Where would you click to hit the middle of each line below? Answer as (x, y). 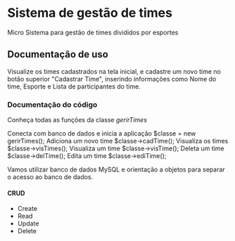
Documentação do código (52, 105)
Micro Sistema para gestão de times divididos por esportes (93, 32)
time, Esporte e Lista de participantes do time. (74, 86)
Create (27, 209)
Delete (27, 231)
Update (28, 223)
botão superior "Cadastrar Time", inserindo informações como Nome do (112, 79)
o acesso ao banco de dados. (50, 177)
